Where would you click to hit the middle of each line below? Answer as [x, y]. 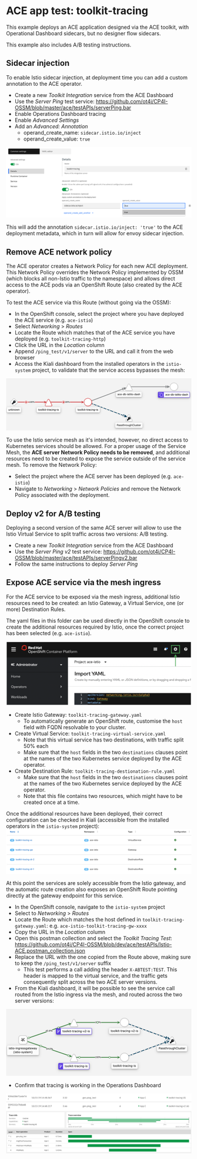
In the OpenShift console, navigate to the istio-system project [90, 907]
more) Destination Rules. [36, 609]
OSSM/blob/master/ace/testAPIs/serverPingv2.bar [76, 558]
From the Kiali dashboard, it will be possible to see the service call [95, 988]
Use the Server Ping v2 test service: [58, 552]
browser [25, 358]
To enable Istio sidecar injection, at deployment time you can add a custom [97, 77]
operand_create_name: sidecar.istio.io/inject [82, 132]
